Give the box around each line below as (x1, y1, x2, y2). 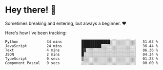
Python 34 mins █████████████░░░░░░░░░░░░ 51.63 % (5, 39, 159, 44)
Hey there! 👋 (5, 4, 56, 16)
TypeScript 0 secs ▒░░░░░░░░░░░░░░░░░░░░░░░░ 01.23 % (5, 56, 159, 61)
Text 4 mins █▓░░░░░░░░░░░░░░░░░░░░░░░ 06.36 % (5, 48, 159, 52)
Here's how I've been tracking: (5, 30, 67, 35)
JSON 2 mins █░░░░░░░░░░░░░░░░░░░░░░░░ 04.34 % (5, 52, 159, 57)
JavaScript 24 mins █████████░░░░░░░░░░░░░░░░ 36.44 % (5, 43, 159, 48)
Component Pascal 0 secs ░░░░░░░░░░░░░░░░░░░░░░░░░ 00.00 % (5, 60, 159, 65)
